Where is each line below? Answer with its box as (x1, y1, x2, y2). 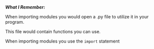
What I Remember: (5, 4, 45, 10)
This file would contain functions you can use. (5, 29, 101, 34)
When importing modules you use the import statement (5, 38, 120, 44)
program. (5, 19, 25, 25)
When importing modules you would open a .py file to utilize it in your (5, 14, 149, 19)
